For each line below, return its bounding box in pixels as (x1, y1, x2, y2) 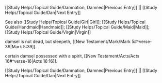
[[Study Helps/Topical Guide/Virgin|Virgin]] (5, 29, 91, 35)
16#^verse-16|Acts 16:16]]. (5, 58, 58, 64)
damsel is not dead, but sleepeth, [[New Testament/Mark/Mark (5, 39, 131, 44)
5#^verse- (131, 39, 152, 44)
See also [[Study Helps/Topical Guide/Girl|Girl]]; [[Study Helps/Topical (5, 19, 146, 25)
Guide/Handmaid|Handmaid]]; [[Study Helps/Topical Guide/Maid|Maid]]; (5, 24, 150, 30)
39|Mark (5, 44, 22, 49)
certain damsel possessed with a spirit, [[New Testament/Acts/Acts (5, 53, 140, 59)
